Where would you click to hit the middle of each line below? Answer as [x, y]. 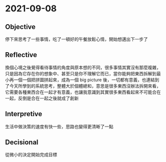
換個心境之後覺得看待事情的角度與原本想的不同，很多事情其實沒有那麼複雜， [83, 67]
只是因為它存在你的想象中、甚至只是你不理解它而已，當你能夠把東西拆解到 [81, 73]
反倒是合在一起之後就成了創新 [48, 98]
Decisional [22, 143]
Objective [21, 27]
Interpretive [24, 114]
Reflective [21, 55]
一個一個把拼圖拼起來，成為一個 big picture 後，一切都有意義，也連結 [84, 80]
